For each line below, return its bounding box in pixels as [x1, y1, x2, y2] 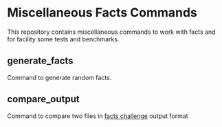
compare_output [7, 93, 80, 105]
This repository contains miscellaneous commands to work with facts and [7, 28, 216, 36]
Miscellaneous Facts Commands [7, 5, 198, 21]
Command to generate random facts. [7, 73, 112, 81]
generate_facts [7, 55, 74, 67]
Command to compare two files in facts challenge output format [7, 112, 188, 120]
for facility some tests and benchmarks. [7, 35, 120, 43]
